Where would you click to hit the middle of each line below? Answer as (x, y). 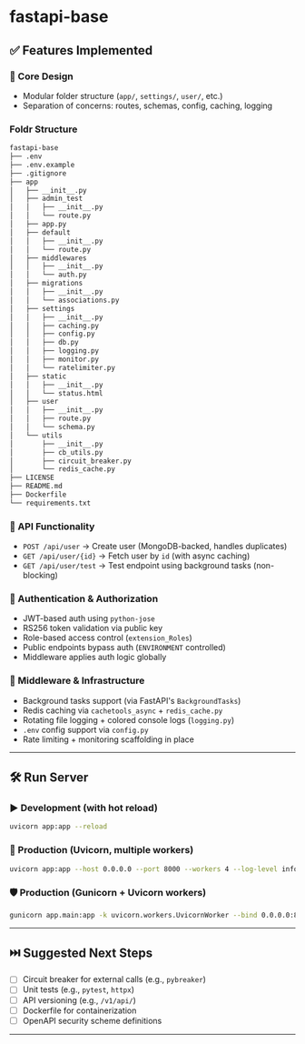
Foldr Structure (44, 129)
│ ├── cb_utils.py (56, 452)
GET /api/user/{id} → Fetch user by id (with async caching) (136, 556)
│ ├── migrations (46, 284)
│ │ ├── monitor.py (54, 360)
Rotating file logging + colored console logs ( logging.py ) (128, 719)
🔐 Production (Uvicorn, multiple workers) (102, 850)
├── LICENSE (32, 478)
